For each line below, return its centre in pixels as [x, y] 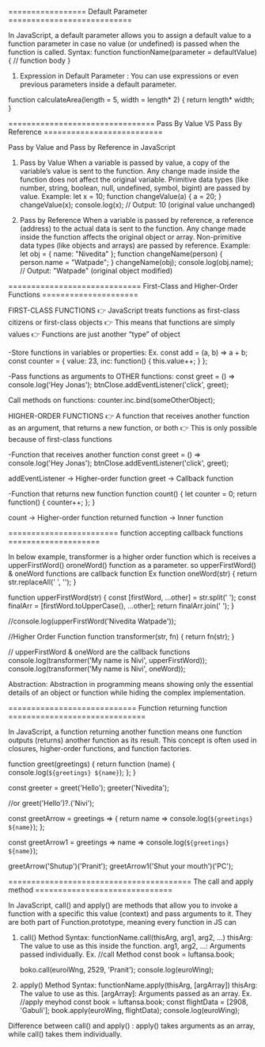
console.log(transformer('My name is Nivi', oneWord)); [97, 669]
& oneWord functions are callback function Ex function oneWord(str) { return [132, 573]
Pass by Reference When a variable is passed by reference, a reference [136, 220]
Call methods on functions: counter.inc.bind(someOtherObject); [112, 400]
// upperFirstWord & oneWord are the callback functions [99, 652]
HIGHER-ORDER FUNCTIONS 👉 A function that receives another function [129, 416]
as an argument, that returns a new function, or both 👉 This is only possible [132, 428]
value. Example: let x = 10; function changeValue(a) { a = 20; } [120, 196]
